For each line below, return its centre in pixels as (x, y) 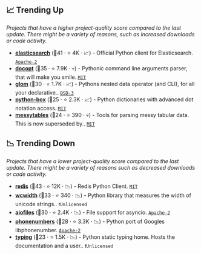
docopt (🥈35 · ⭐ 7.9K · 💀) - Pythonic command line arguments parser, (101, 68)
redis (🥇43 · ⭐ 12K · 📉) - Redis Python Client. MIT (76, 186)
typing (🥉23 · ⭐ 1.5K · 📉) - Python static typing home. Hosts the (95, 237)
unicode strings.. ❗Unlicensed (51, 204)
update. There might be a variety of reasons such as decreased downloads (101, 167)
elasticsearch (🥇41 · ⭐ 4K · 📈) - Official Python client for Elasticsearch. (104, 53)
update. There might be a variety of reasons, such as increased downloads (100, 34)
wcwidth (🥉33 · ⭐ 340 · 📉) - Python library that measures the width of (103, 195)
